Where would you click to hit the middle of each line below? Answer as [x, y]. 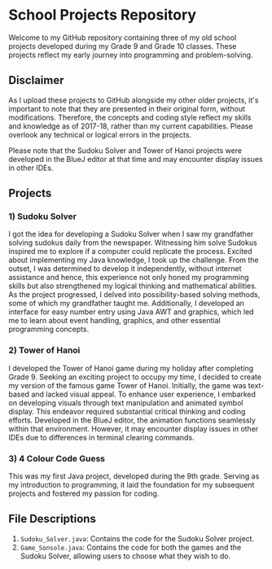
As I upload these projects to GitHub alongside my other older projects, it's [134, 100]
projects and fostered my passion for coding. [84, 493]
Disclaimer [36, 80]
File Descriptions [52, 519]
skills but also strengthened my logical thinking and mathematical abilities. [133, 286]
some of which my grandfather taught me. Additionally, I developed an [126, 304]
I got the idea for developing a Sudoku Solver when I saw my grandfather [131, 234]
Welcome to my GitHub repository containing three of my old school [123, 37]
